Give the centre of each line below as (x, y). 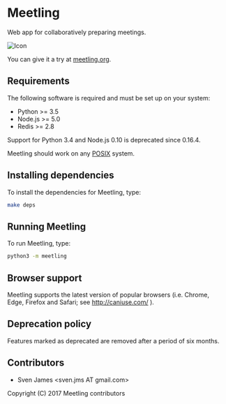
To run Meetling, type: (39, 244)
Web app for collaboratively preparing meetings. (77, 32)
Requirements (38, 81)
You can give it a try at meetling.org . (59, 59)
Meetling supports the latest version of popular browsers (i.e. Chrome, (108, 294)
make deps (22, 205)
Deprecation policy (50, 324)
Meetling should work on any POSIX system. (71, 153)
